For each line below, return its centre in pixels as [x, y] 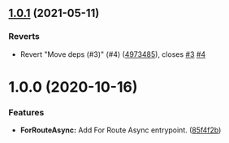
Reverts [24, 37]
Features [26, 112]
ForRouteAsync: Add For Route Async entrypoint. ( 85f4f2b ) [121, 130]
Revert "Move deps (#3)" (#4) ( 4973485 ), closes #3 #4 [113, 54]
